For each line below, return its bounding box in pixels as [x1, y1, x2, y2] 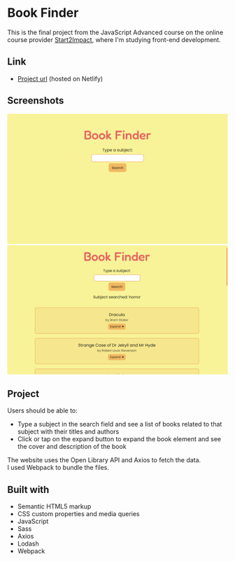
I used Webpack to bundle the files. [7, 464, 110, 472]
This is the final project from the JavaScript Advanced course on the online [7, 28, 224, 36]
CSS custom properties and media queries [17, 510, 140, 518]
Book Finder [7, 5, 79, 21]
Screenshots [7, 95, 64, 106]
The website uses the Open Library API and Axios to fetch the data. [7, 456, 201, 464]
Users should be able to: [7, 406, 78, 415]
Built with [7, 483, 50, 495]
